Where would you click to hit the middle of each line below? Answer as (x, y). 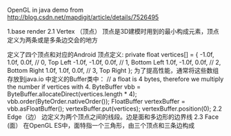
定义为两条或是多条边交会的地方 (52, 40)
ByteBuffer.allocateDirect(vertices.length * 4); (72, 94)
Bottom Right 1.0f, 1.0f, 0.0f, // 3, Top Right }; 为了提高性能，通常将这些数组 (113, 70)
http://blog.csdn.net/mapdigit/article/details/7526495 (83, 17)
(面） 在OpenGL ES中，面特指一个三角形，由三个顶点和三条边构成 (101, 125)
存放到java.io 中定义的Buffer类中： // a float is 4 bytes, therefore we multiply (115, 79)
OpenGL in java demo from (46, 10)
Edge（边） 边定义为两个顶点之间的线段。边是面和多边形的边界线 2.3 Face (113, 117)
